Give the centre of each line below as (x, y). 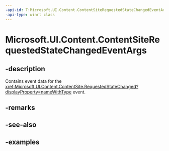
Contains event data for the (33, 81)
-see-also (21, 125)
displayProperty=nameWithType (38, 92)
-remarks (20, 107)
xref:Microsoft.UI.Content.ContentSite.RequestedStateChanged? (72, 86)
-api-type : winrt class (30, 15)
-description (25, 69)
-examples (22, 142)
